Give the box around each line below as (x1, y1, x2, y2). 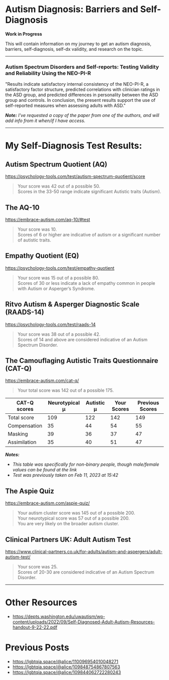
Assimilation (8, 439, 37, 446)
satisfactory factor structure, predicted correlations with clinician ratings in (5, 87, 160, 93)
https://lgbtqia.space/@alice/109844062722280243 (12, 669, 121, 675)
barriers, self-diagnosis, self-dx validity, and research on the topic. (5, 46, 143, 52)
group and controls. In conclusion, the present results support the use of (5, 97, 156, 103)
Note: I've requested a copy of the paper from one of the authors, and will (5, 112, 159, 118)
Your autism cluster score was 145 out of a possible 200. (17, 510, 135, 516)
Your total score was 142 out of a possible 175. (17, 387, 114, 394)
